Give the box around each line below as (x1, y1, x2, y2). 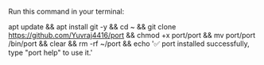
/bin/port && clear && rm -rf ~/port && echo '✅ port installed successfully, (8, 39, 250, 48)
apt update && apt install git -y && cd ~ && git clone (8, 22, 177, 31)
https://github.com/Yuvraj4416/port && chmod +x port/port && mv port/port (8, 31, 256, 40)
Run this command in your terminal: (8, 7, 125, 16)
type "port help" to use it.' (8, 48, 93, 57)
